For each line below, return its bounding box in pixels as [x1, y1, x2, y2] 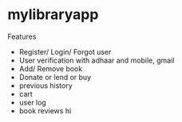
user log [18, 97, 47, 107]
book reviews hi [18, 105, 72, 116]
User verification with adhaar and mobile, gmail [18, 55, 175, 65]
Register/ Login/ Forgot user [18, 47, 112, 56]
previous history [18, 81, 73, 90]
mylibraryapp [7, 6, 99, 24]
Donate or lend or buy [18, 72, 92, 82]
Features [7, 32, 37, 41]
